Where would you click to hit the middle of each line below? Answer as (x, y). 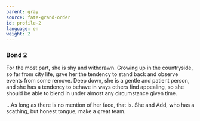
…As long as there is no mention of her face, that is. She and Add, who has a (100, 105)
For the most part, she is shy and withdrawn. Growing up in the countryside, (99, 68)
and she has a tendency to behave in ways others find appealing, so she (95, 87)
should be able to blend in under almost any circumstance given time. (92, 93)
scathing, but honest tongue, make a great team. (66, 111)
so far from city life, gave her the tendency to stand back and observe (92, 74)
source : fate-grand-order (38, 17)
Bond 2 (17, 55)
